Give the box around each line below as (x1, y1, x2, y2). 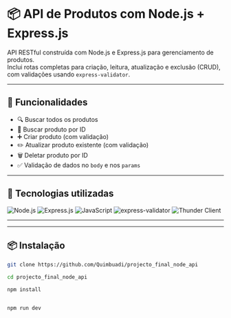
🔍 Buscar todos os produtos (16, 115, 98, 123)
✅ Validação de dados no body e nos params (16, 160, 141, 169)
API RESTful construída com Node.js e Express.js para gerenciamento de (7, 48, 214, 56)
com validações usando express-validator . (7, 70, 131, 78)
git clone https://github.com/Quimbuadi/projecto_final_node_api (7, 262, 198, 268)
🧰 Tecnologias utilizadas (7, 188, 114, 200)
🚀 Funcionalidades (7, 96, 88, 108)
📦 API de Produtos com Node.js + (7, 6, 205, 22)
